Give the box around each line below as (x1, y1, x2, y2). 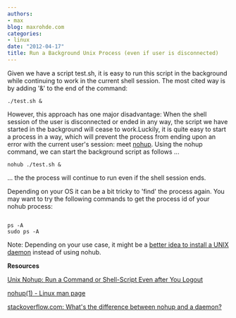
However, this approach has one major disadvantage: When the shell (7, 110, 207, 118)
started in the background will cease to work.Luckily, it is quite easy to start (7, 125, 227, 133)
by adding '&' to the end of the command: (7, 84, 128, 92)
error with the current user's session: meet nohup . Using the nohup (7, 140, 203, 148)
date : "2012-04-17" (7, 43, 65, 50)
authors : (7, 10, 33, 18)
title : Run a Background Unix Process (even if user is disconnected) (7, 50, 219, 57)
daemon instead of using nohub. (7, 247, 101, 256)
